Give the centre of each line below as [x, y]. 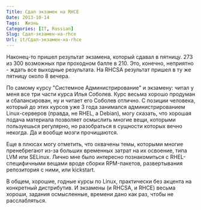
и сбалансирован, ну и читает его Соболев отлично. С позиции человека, [101, 100]
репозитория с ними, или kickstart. [51, 170]
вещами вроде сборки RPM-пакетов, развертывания [115, 163]
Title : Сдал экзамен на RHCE [43, 12]
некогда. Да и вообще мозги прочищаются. [62, 132]
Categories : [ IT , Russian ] [40, 29]
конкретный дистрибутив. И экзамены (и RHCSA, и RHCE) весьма [91, 188]
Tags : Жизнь [22, 23]
